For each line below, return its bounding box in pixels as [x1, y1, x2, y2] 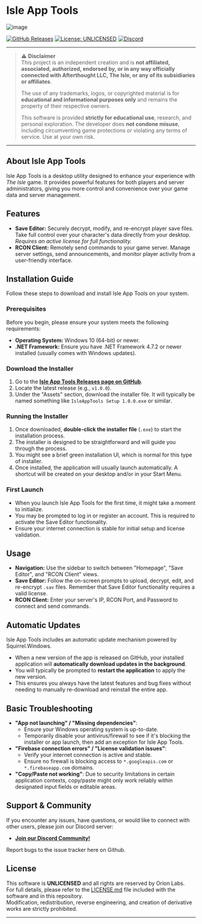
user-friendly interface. [14, 257, 73, 264]
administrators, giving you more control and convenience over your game [6, 184, 188, 192]
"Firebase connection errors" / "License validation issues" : [14, 745, 167, 752]
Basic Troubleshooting [6, 704, 93, 714]
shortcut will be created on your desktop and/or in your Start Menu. [14, 470, 182, 478]
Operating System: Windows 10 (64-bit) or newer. [14, 336, 140, 344]
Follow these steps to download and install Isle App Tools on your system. [6, 290, 189, 297]
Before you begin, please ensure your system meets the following [6, 318, 169, 326]
